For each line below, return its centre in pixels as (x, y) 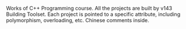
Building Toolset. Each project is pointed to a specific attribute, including (93, 14)
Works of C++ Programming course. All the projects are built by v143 (89, 8)
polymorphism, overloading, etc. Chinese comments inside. (77, 20)
